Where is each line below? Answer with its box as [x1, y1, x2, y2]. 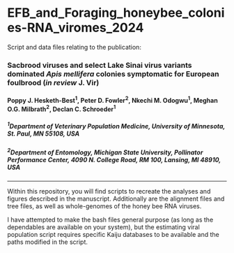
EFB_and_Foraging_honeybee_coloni [7, 5, 225, 21]
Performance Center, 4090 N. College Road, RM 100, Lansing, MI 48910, [7, 156, 221, 164]
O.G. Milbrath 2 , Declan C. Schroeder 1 [7, 103, 116, 113]
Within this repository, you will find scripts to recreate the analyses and [7, 187, 211, 196]
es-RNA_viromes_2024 [7, 20, 144, 36]
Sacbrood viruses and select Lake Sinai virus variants [7, 60, 192, 70]
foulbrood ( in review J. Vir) [7, 78, 100, 87]
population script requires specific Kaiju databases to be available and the [7, 231, 219, 239]
